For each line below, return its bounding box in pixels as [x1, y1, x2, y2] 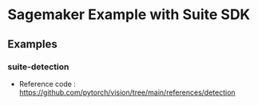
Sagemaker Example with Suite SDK [7, 6, 251, 24]
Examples [7, 37, 58, 51]
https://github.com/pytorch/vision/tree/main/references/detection [18, 87, 236, 97]
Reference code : [18, 79, 77, 88]
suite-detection [7, 61, 69, 72]
